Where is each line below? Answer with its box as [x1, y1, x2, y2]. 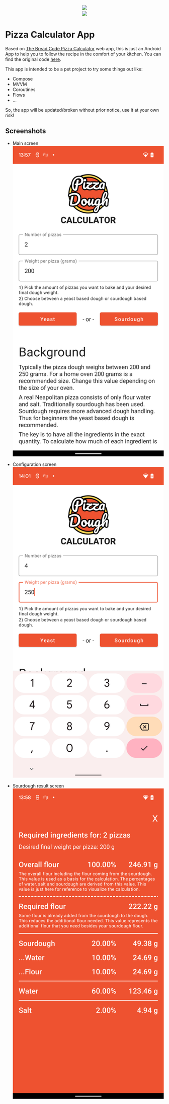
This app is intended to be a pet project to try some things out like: [5, 66, 143, 72]
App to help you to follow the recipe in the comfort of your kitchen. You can [5, 51, 161, 57]
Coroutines [12, 86, 36, 93]
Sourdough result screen [12, 782, 64, 788]
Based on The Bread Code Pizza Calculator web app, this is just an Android [5, 45, 161, 51]
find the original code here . [5, 56, 61, 62]
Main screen [12, 140, 39, 146]
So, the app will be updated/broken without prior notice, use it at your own [5, 107, 159, 113]
